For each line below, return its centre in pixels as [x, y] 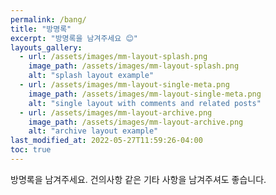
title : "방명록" [41, 29]
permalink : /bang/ [48, 19]
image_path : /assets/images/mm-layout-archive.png [136, 122]
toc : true [31, 150]
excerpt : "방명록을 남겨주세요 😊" [74, 38]
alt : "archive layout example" [93, 131]
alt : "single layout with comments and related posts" [145, 103]
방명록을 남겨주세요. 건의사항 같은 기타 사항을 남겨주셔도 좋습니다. [138, 179]
